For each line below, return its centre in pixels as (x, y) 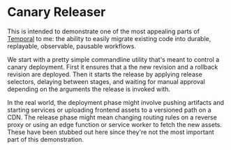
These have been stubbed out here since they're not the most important (111, 132)
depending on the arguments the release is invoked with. (89, 89)
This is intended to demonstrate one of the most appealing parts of (104, 31)
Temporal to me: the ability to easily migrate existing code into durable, (109, 38)
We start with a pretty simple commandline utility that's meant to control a (113, 59)
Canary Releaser (57, 12)
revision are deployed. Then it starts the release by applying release (105, 74)
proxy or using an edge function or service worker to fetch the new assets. (114, 124)
